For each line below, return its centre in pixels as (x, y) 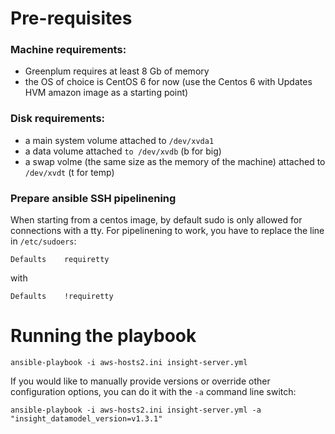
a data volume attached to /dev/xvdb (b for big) (123, 151)
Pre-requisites (71, 18)
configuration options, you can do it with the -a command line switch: (153, 392)
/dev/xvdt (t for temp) (69, 172)
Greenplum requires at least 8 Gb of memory (117, 71)
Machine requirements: (68, 50)
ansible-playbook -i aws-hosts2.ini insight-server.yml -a (136, 410)
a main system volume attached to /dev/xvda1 (119, 140)
